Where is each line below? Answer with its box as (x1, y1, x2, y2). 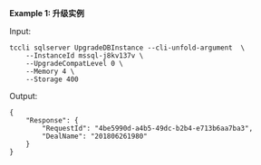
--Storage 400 (25, 75, 79, 84)
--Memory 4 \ (25, 67, 75, 76)
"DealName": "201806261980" (42, 132, 148, 141)
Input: (9, 26, 32, 36)
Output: (9, 91, 38, 101)
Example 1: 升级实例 (9, 8, 84, 18)
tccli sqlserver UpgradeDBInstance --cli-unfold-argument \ (9, 43, 246, 52)
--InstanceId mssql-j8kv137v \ (25, 51, 144, 60)
